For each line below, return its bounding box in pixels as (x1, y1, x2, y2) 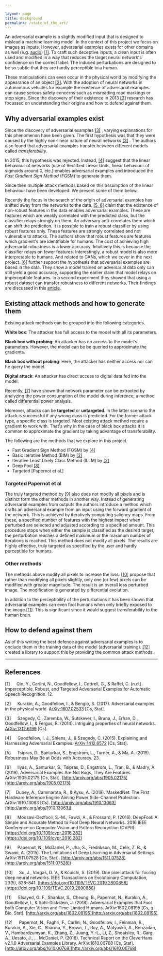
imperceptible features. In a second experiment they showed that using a (5, 275, 151, 281)
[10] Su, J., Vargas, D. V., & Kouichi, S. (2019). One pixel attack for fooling (5, 870, 156, 876)
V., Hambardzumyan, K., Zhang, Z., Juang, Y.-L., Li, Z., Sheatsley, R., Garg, (5, 930, 154, 936)
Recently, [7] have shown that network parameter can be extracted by (5, 388, 145, 393)
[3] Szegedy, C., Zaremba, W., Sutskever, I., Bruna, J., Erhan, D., (5, 715, 138, 722)
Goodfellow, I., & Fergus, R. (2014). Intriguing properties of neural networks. (5, 721, 156, 726)
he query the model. (5, 364, 46, 370)
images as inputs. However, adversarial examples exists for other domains (5, 44, 153, 50)
